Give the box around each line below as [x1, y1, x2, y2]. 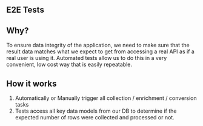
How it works [6, 78, 57, 88]
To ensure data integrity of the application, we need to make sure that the [6, 42, 190, 49]
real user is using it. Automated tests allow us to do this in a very [6, 55, 167, 62]
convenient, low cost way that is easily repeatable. [6, 61, 132, 68]
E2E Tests [6, 5, 44, 15]
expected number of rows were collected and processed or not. [15, 114, 175, 121]
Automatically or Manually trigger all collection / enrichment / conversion [15, 94, 197, 102]
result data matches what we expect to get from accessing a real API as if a [6, 48, 195, 55]
